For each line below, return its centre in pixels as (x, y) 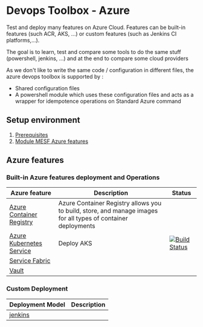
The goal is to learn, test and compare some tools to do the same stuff (94, 51)
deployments (77, 226)
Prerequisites (31, 134)
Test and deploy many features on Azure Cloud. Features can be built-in (96, 27)
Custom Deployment (37, 289)
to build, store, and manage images (108, 211)
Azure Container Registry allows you (110, 203)
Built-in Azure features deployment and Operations (83, 177)
